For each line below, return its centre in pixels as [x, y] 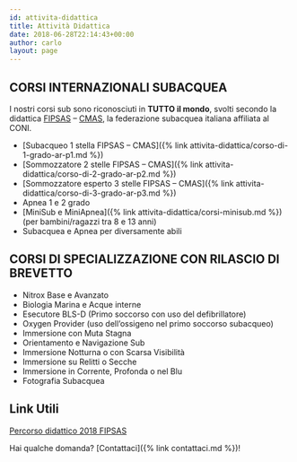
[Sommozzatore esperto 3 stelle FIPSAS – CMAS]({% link [128, 183]
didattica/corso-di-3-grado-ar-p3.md [91, 193]
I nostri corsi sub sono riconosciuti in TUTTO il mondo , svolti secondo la [143, 109]
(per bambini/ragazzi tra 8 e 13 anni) [89, 222]
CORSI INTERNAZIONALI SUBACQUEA [118, 87]
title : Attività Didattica [60, 26]
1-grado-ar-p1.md [55, 154]
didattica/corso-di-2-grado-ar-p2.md [91, 174]
